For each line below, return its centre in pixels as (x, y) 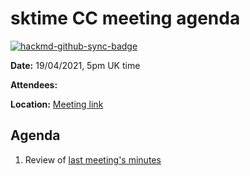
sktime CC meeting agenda (125, 18)
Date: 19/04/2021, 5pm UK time (75, 65)
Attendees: (34, 84)
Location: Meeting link (57, 104)
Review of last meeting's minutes (93, 159)
